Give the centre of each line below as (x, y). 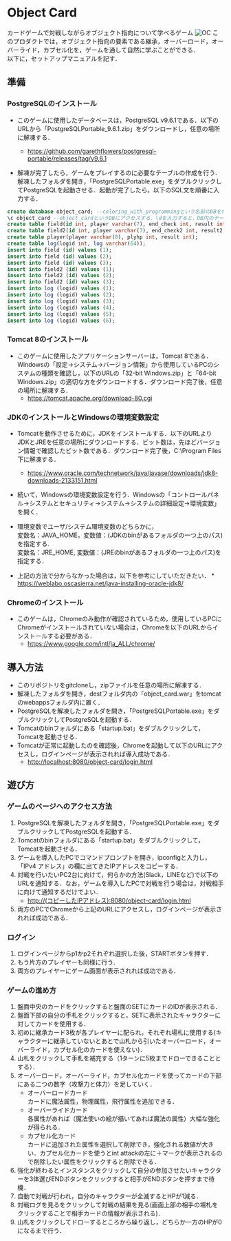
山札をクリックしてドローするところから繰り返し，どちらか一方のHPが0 (119, 1222)
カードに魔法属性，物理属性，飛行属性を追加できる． (103, 1102)
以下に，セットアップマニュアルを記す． (64, 58)
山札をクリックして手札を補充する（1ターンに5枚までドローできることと (119, 1058)
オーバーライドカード (57, 1110)
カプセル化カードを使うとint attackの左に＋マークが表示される (128, 1153)
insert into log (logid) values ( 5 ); (61, 314)
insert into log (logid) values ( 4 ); (61, 307)
